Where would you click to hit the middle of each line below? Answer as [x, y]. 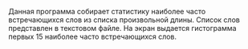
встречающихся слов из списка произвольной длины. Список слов [124, 20]
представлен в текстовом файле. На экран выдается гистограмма [122, 28]
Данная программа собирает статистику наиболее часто [107, 11]
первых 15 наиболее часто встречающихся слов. [93, 36]
